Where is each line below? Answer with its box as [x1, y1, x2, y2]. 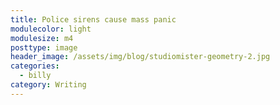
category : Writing [10, 80, 87, 90]
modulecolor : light [10, 24, 92, 34]
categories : [10, 61, 60, 71]
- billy [19, 71, 52, 81]
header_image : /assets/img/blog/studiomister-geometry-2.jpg [10, 52, 271, 62]
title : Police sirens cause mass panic [10, 14, 177, 25]
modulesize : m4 [10, 33, 74, 43]
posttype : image [10, 42, 78, 53]
